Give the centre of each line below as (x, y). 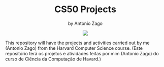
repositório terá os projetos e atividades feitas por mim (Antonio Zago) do (82, 53)
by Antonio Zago (85, 23)
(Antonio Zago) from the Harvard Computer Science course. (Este (74, 48)
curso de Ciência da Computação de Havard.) (53, 59)
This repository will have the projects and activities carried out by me (77, 43)
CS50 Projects (85, 9)
